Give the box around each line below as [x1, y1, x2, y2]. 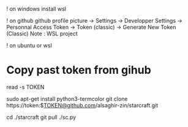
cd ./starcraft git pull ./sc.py [6, 113, 77, 121]
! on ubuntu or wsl [6, 42, 52, 49]
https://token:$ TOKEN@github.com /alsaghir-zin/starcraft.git [6, 101, 159, 109]
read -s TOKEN [6, 83, 45, 90]
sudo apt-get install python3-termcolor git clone [6, 95, 128, 103]
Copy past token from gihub [6, 64, 151, 77]
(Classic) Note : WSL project [6, 30, 78, 37]
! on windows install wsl [6, 5, 66, 12]
